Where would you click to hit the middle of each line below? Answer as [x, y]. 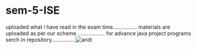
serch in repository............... [40, 39]
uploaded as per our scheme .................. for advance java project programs [98, 33]
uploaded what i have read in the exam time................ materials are [88, 27]
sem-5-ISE [33, 10]
